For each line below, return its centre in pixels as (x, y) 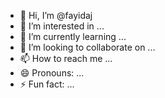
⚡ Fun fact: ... (47, 84)
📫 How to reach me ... (66, 58)
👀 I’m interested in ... (62, 26)
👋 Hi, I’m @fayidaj (56, 15)
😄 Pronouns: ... (52, 73)
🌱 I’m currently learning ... (73, 36)
